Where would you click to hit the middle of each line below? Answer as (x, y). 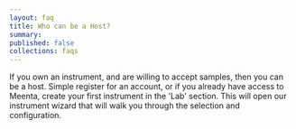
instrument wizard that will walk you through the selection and (125, 106)
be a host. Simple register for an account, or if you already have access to (147, 87)
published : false (42, 43)
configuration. (35, 115)
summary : (26, 34)
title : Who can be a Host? (60, 26)
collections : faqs (44, 51)
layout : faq (32, 18)
